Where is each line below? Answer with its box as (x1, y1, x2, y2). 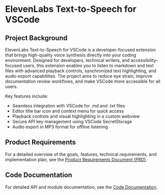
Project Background (5, 34, 68, 42)
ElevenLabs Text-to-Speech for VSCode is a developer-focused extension (5, 47, 156, 52)
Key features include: (5, 93, 48, 99)
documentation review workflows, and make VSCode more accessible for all (5, 78, 161, 84)
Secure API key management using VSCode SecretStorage (12, 119, 132, 124)
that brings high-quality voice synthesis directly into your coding (5, 52, 137, 58)
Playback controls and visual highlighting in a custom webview (12, 113, 140, 119)
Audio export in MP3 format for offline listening (12, 124, 108, 130)
